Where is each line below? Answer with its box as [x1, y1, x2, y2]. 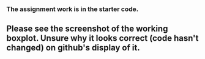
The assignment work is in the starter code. [6, 5, 139, 13]
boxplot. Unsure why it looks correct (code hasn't [6, 33, 199, 44]
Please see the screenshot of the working [6, 24, 168, 34]
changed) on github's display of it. [6, 43, 140, 53]
